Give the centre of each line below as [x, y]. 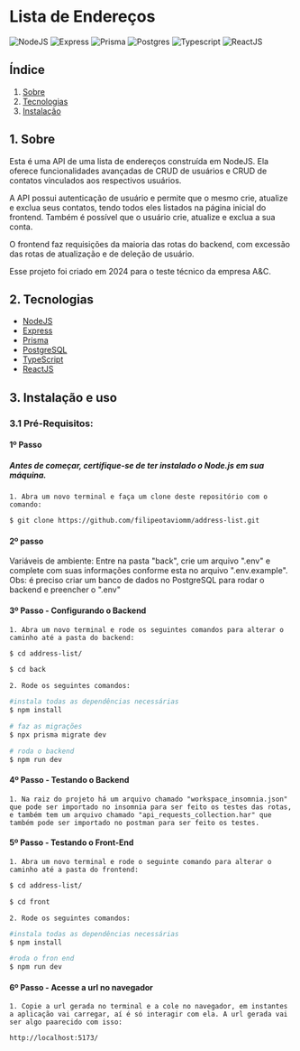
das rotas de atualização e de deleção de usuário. [102, 254]
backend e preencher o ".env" [65, 590]
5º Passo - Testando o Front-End [72, 842]
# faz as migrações [46, 727]
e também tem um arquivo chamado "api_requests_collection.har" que [141, 814]
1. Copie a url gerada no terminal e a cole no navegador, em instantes [149, 1007]
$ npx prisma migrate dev [58, 735]
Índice [27, 70]
